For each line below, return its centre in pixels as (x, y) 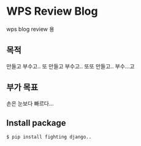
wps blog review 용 (30, 29)
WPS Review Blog (52, 11)
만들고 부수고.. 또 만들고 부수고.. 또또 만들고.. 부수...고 (70, 66)
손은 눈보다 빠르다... (30, 103)
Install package (36, 123)
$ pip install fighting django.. (49, 137)
